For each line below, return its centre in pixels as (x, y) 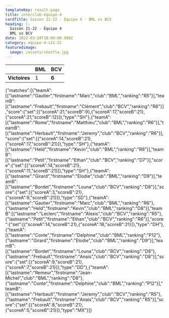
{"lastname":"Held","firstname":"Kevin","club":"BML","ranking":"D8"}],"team (84, 208)
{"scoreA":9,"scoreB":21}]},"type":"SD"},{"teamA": (57, 197)
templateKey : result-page (32, 10)
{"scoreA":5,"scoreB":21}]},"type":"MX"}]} (49, 310)
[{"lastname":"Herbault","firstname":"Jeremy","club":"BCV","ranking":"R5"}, (84, 294)
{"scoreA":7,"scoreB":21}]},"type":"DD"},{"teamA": (57, 267)
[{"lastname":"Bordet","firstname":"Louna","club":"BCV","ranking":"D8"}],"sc (85, 187)
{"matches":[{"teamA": (29, 90)
